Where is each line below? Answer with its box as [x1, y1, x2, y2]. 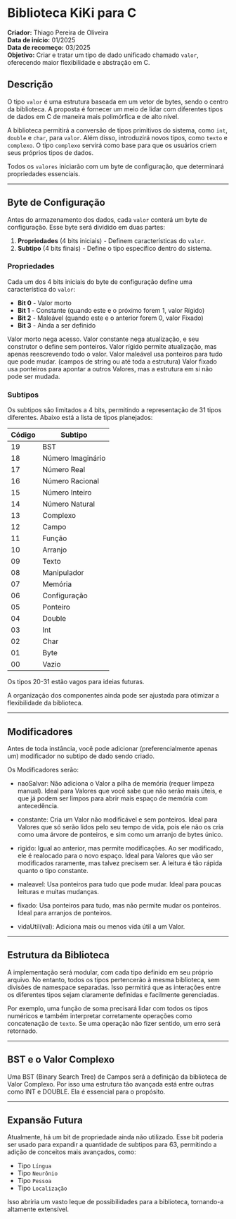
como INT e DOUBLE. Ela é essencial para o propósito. [7, 1087, 166, 1096]
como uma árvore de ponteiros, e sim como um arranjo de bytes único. [17, 830, 223, 839]
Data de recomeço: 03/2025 [7, 43, 91, 51]
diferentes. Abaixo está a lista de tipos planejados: [7, 414, 153, 422]
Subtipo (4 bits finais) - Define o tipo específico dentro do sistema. [17, 244, 212, 252]
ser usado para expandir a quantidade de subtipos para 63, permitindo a [7, 1140, 217, 1149]
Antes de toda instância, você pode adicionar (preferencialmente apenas [7, 744, 218, 753]
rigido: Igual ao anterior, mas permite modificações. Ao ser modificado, [17, 843, 223, 852]
